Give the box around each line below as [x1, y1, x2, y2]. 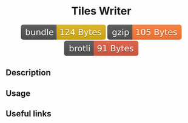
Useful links [5, 109, 52, 119]
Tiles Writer [71, 4, 132, 18]
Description [5, 68, 51, 78]
